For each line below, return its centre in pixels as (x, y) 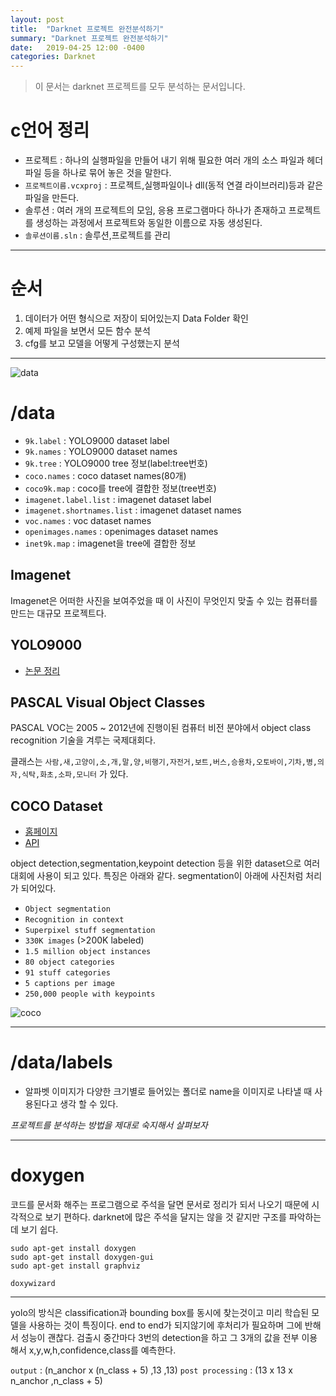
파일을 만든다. (52, 198)
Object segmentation (67, 909)
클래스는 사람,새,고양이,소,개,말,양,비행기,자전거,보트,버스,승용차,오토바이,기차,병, (164, 762)
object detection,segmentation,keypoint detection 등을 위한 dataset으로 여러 (165, 863)
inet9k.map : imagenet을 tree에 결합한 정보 (110, 543)
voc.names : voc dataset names (88, 520)
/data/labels (61, 1062)
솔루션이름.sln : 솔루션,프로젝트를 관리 (97, 235)
